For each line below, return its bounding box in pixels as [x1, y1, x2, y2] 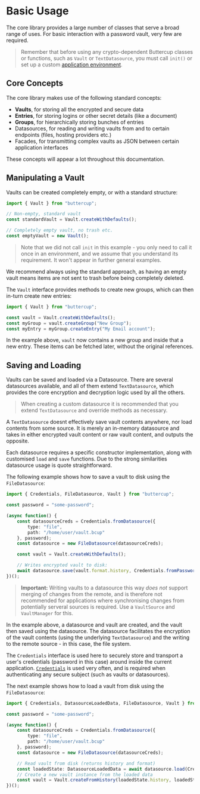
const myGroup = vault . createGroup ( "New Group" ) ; [6, 320, 132, 326]
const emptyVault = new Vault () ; [6, 233, 89, 239]
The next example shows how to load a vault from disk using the [6, 682, 164, 689]
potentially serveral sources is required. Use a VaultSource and [20, 603, 175, 610]
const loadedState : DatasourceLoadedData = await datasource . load [17, 766, 185, 772]
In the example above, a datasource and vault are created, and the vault [6, 621, 183, 628]
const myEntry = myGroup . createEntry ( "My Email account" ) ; [6, 326, 156, 332]
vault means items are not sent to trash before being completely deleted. [6, 274, 185, 282]
